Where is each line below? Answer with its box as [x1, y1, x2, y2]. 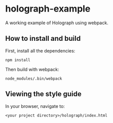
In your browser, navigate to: [5, 103, 65, 109]
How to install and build [5, 34, 81, 43]
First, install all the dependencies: [5, 47, 76, 53]
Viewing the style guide [5, 90, 82, 98]
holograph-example [5, 3, 91, 15]
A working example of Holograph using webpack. [5, 20, 108, 26]
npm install [5, 57, 30, 63]
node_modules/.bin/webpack [5, 76, 62, 81]
